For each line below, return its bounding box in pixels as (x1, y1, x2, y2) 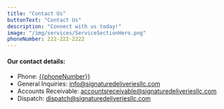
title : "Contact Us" (7, 10, 67, 17)
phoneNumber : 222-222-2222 (7, 36, 85, 43)
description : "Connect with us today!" (7, 23, 122, 30)
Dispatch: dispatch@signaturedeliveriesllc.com (17, 95, 151, 103)
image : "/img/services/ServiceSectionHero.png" (7, 29, 147, 37)
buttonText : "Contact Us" (7, 17, 81, 23)
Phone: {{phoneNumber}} (17, 72, 91, 81)
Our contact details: (7, 57, 65, 66)
